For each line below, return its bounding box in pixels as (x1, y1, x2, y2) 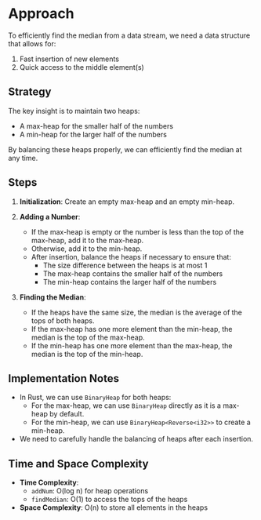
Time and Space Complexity (8, 456, 149, 471)
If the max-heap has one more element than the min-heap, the (31, 324, 233, 333)
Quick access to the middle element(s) (19, 62, 145, 71)
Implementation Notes (8, 372, 120, 385)
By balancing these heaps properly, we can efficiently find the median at (8, 144, 242, 154)
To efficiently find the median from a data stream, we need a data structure (8, 31, 251, 40)
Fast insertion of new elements (19, 54, 120, 64)
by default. (49, 409, 85, 419)
